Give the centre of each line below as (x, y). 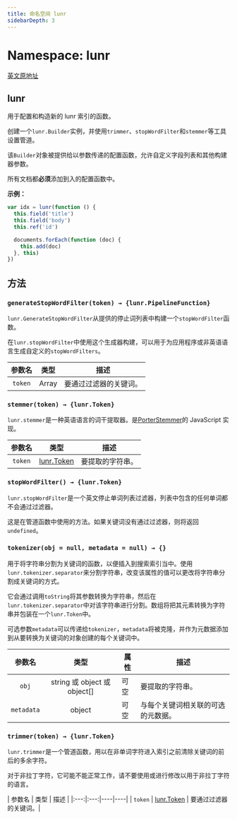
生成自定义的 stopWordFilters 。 (59, 351)
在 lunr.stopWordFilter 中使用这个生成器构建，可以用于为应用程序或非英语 (115, 342)
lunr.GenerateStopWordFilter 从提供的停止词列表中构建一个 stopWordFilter (115, 318)
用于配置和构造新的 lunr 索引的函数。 (61, 116)
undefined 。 (25, 530)
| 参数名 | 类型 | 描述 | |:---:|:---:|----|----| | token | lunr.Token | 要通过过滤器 (117, 799)
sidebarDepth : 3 (31, 20)
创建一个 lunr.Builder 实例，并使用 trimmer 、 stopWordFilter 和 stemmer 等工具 (117, 131)
